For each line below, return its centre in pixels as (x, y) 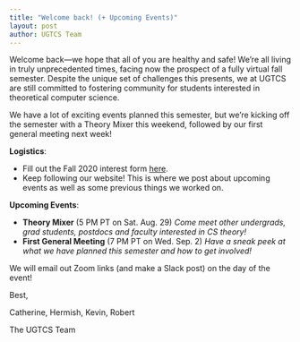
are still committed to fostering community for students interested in (135, 88)
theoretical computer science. (64, 98)
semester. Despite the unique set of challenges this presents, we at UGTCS (148, 79)
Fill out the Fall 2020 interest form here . (95, 169)
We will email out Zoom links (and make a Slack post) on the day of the (140, 269)
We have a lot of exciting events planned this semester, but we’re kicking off (150, 115)
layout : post (34, 26)
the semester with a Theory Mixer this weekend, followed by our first (136, 124)
